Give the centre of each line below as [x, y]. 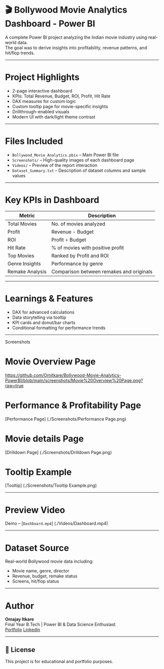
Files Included [34, 141]
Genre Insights [24, 263]
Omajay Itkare [20, 619]
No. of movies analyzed [78, 224]
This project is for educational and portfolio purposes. [59, 662]
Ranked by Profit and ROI [80, 256]
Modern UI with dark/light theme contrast [54, 117]
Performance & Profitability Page [73, 405]
